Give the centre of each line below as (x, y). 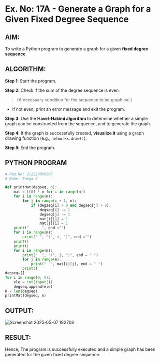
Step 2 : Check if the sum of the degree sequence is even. (62, 90)
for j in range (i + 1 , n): (50, 201)
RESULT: (18, 337)
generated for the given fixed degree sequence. (53, 354)
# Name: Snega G (21, 179)
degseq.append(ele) (33, 287)
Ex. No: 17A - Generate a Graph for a (78, 9)
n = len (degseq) (21, 291)
